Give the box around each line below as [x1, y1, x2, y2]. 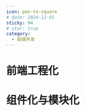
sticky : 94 [6, 20, 33, 26]
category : [6, 31, 31, 37]
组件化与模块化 [6, 94, 80, 107]
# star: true [6, 25, 39, 32]
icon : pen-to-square [6, 8, 58, 15]
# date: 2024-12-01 [6, 14, 55, 20]
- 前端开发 [11, 36, 35, 42]
